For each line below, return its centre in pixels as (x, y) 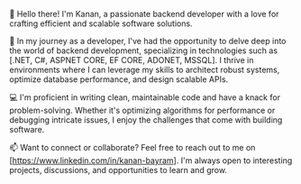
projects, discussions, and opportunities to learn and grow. (119, 170)
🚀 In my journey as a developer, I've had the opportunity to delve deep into (148, 41)
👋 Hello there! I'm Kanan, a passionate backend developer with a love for (144, 14)
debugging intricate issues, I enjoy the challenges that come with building (146, 120)
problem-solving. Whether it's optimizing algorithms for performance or (142, 110)
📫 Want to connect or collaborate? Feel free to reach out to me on (132, 147)
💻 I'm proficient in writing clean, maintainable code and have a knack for (145, 97)
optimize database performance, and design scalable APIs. (119, 79)
